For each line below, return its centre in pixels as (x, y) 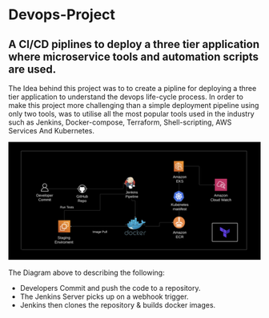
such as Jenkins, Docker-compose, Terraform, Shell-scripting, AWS (120, 122)
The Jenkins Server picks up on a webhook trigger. (104, 296)
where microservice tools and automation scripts (133, 56)
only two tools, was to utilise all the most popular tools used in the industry (131, 114)
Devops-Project (62, 15)
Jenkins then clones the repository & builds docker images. (118, 305)
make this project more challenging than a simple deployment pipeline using (134, 105)
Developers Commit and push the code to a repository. (110, 288)
